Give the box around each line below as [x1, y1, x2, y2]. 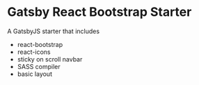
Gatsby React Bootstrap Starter [7, 4, 192, 20]
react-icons [17, 48, 51, 56]
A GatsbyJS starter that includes [7, 27, 99, 35]
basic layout [17, 70, 52, 78]
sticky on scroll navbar [17, 55, 83, 63]
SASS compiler [17, 62, 61, 70]
